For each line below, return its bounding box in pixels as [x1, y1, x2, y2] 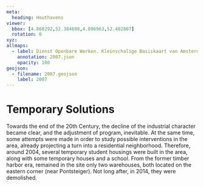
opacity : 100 [17, 59, 50, 65]
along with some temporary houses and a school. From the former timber [6, 155, 189, 162]
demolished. [6, 174, 38, 182]
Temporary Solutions [6, 102, 115, 116]
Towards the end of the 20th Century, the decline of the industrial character [6, 122, 196, 130]
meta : [6, 8, 20, 15]
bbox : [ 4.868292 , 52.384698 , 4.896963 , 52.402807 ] [12, 25, 135, 32]
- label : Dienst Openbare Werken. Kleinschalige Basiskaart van [12, 48, 178, 55]
